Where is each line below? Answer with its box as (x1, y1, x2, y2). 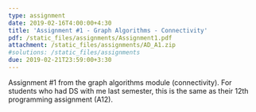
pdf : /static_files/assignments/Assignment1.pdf (8, 33, 173, 42)
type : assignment (8, 11, 66, 20)
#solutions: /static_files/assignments (8, 48, 141, 56)
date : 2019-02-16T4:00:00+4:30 (8, 19, 112, 27)
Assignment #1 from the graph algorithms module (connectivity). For (8, 77, 232, 87)
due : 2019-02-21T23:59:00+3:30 (8, 56, 112, 64)
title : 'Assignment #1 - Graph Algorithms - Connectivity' (8, 26, 208, 34)
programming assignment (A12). (8, 95, 114, 104)
